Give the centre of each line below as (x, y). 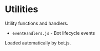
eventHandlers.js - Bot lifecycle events (54, 33)
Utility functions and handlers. (37, 23)
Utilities (22, 9)
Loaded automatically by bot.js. (38, 43)
